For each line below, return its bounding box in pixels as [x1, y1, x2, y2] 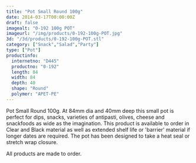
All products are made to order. [6, 150, 82, 157]
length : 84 [11, 69, 38, 75]
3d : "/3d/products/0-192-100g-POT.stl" [6, 36, 104, 42]
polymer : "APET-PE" [11, 91, 60, 97]
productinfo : [6, 53, 38, 58]
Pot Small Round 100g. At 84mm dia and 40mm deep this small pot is [6, 107, 174, 114]
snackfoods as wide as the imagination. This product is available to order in [6, 119, 190, 127]
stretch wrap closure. [6, 138, 58, 145]
